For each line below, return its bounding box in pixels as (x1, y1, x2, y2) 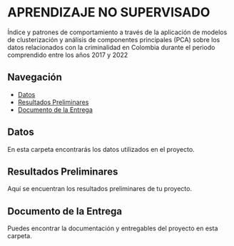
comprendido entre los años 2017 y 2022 (7, 51, 128, 59)
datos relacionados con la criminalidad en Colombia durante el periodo (7, 43, 215, 51)
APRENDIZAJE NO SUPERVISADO (7, 4, 210, 21)
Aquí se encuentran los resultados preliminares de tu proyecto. (7, 185, 193, 193)
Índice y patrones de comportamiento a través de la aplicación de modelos (7, 28, 228, 36)
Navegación (7, 71, 63, 83)
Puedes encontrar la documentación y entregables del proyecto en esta (7, 224, 218, 232)
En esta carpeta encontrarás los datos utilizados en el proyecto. (7, 145, 195, 153)
